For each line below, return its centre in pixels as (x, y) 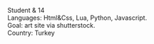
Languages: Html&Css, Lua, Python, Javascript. (77, 18)
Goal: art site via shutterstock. (51, 25)
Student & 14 (26, 10)
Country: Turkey (31, 33)
